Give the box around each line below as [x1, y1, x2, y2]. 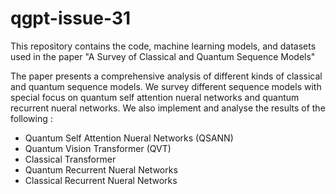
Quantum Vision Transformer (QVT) [24, 142, 172, 154]
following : [10, 112, 53, 124]
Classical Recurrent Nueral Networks [24, 174, 178, 186]
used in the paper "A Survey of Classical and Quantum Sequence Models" [10, 50, 316, 62]
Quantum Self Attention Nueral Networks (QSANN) [24, 132, 234, 144]
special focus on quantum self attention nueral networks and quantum [10, 91, 300, 103]
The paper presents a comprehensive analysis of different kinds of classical [10, 70, 323, 82]
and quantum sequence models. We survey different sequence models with [10, 80, 322, 92]
